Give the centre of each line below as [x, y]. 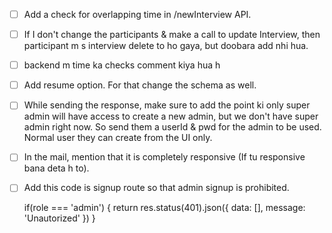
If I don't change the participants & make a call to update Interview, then [172, 35]
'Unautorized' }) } [59, 218]
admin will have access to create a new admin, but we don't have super [171, 116]
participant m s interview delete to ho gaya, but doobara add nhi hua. [166, 46]
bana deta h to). [56, 168]
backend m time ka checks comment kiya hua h [122, 65]
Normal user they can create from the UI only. [118, 138]
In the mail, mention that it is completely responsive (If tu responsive [164, 157]
